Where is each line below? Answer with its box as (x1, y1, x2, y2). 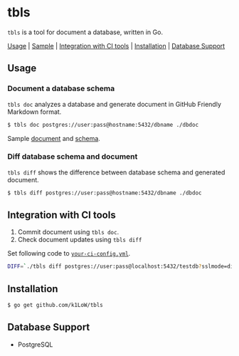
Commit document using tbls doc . (17, 228, 119, 236)
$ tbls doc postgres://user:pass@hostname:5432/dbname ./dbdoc (7, 121, 199, 128)
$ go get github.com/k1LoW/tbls (7, 302, 103, 309)
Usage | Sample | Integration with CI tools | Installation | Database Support (7, 41, 225, 50)
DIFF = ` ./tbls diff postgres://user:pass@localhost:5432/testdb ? (7, 263, 202, 271)
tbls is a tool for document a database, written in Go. (7, 28, 164, 36)
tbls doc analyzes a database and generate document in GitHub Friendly (7, 100, 222, 108)
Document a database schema (7, 83, 115, 93)
